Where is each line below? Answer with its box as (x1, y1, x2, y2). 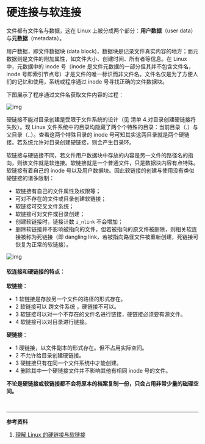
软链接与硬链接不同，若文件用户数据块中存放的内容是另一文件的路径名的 (6, 151, 188, 159)
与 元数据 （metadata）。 (6, 34, 65, 41)
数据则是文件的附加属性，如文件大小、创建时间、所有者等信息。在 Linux (6, 55, 187, 62)
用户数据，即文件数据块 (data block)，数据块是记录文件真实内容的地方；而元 (6, 47, 199, 55)
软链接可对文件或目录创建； (15, 210, 85, 217)
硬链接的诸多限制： (6, 174, 55, 182)
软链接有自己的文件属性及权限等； (15, 187, 101, 195)
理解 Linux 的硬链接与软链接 (15, 431, 86, 439)
